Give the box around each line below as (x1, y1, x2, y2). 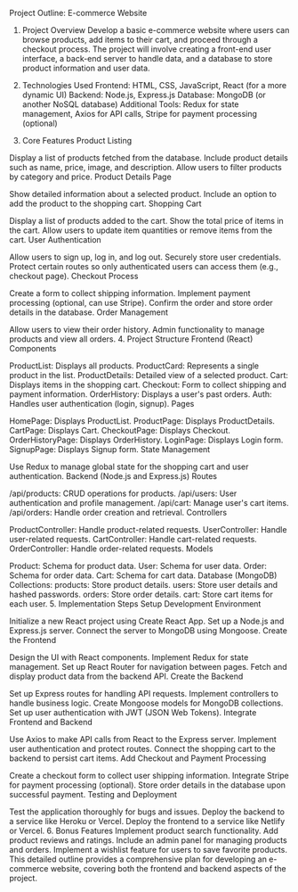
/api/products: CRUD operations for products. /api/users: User (9, 488, 238, 499)
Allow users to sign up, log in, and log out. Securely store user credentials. (9, 252, 282, 262)
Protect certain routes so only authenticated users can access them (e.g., (9, 261, 278, 271)
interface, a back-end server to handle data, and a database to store (21, 54, 273, 63)
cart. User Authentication (9, 235, 102, 244)
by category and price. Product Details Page (9, 171, 172, 182)
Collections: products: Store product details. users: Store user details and (9, 580, 278, 590)
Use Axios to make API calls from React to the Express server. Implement (9, 734, 278, 744)
